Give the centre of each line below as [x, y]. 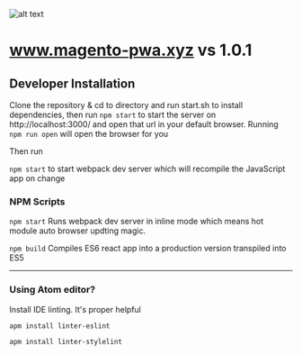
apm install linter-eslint [60, 326]
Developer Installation [72, 83]
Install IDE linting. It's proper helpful [75, 309]
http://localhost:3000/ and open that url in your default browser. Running [144, 124]
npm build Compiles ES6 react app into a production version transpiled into [148, 249]
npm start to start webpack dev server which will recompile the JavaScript [147, 168]
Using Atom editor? [53, 290]
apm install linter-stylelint [66, 341]
